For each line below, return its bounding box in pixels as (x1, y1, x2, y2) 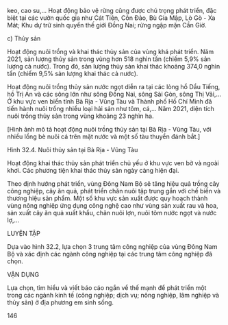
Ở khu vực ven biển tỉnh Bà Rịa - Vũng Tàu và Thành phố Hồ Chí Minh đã (7, 97, 212, 106)
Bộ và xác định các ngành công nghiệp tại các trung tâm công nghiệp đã (7, 250, 213, 258)
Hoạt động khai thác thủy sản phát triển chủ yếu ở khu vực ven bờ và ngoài (7, 159, 219, 167)
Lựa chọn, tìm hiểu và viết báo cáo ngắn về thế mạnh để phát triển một (7, 284, 207, 291)
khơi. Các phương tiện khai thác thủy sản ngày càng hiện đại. (7, 167, 179, 174)
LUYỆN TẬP (7, 230, 41, 237)
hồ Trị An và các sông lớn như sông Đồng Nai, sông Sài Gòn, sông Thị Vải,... (7, 90, 221, 98)
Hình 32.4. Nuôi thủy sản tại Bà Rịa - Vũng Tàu (7, 146, 138, 154)
